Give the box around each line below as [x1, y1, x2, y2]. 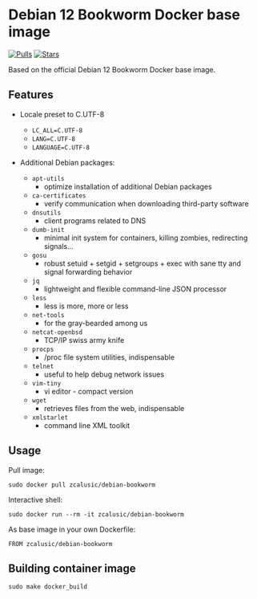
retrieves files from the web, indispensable [43, 403, 185, 413]
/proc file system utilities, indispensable [43, 352, 175, 362]
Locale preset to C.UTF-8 [19, 109, 105, 119]
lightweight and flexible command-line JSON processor [43, 283, 227, 294]
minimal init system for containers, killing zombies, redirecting [43, 233, 248, 242]
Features [8, 88, 54, 102]
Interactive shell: [8, 495, 63, 504]
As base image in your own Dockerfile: [8, 524, 136, 534]
